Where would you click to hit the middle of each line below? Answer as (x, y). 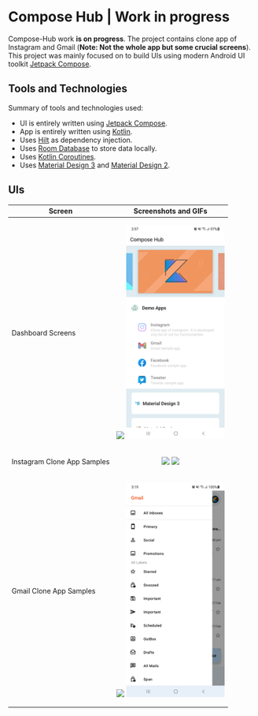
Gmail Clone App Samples (53, 590)
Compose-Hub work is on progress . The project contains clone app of (123, 39)
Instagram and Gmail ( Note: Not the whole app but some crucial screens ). (130, 47)
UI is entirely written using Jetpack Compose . (93, 123)
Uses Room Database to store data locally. (88, 148)
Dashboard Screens (44, 333)
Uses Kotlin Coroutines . (58, 156)
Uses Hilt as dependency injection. (76, 140)
